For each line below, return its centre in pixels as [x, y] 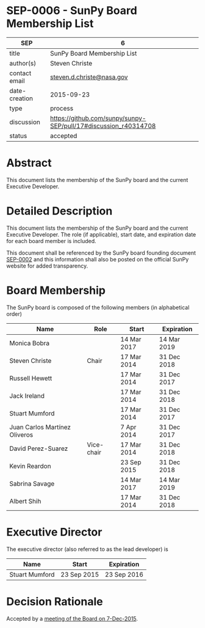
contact [20, 73]
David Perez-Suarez [39, 448]
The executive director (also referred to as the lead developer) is [88, 549]
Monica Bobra [30, 343]
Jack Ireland [27, 396]
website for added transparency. [47, 266]
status [18, 136]
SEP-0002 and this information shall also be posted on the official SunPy [98, 259]
